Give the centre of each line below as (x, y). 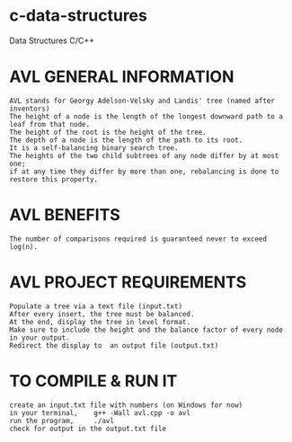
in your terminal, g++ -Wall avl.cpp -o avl (100, 413)
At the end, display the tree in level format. (100, 322)
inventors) (30, 109)
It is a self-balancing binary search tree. (94, 148)
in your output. (40, 338)
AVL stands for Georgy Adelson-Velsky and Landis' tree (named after (142, 101)
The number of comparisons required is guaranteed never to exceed (138, 239)
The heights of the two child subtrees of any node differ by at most (144, 155)
